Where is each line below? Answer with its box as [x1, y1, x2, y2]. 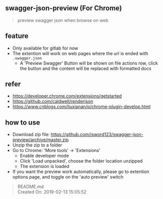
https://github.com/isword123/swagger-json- [50, 131, 143, 137]
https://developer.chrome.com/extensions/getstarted [12, 93, 122, 99]
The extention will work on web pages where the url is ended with [12, 50, 148, 56]
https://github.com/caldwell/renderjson [12, 98, 93, 104]
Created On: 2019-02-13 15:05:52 [17, 189, 86, 195]
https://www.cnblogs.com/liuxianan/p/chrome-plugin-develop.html [12, 103, 151, 109]
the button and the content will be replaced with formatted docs [19, 65, 151, 71]
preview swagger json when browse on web [17, 17, 108, 23]
